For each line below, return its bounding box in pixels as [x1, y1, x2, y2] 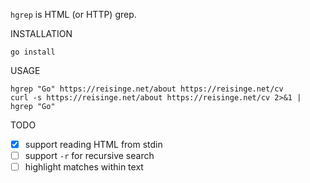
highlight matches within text [24, 161, 144, 173]
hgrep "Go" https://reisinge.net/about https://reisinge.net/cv [10, 84, 284, 94]
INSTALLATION [10, 28, 73, 39]
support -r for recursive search [24, 150, 155, 162]
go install [10, 47, 56, 57]
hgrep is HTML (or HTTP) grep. [10, 9, 137, 20]
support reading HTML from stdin [24, 139, 163, 150]
